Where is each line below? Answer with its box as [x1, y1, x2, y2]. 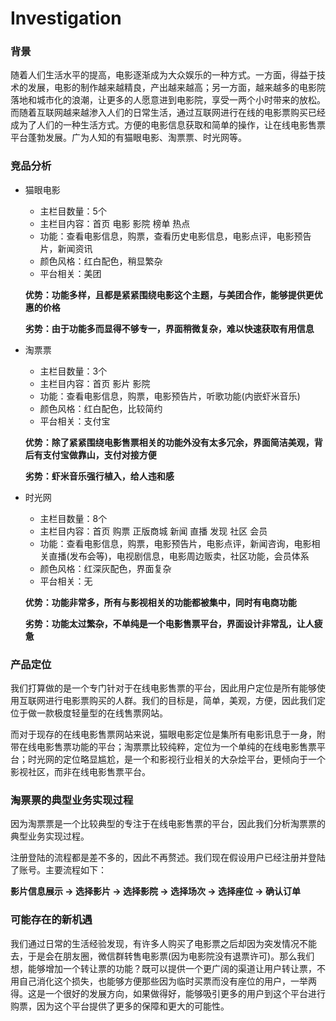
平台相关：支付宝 [39, 415, 111, 427]
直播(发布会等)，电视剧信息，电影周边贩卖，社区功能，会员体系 [48, 550, 310, 562]
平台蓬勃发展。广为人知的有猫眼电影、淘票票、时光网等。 [10, 132, 247, 144]
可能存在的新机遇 [10, 913, 93, 927]
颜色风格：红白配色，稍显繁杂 [39, 255, 163, 267]
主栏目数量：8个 [39, 512, 108, 524]
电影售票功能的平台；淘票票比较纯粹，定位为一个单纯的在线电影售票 [36, 741, 317, 753]
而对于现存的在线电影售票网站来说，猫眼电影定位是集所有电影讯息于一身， [10, 728, 317, 741]
